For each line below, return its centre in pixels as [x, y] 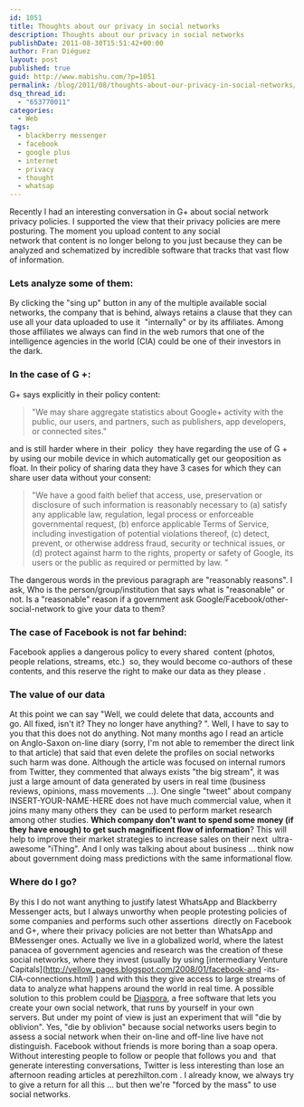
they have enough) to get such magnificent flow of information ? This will [148, 830]
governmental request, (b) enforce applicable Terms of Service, [150, 524]
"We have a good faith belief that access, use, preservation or [147, 495]
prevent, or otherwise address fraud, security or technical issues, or [158, 543]
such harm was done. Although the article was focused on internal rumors [147, 762]
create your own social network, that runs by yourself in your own [132, 1007]
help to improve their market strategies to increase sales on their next [139, 839]
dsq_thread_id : [38, 93]
